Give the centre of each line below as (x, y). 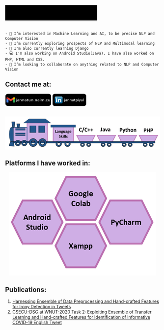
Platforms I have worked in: (48, 163)
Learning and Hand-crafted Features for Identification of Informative (81, 317)
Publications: (26, 289)
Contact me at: (28, 84)
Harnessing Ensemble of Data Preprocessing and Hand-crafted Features (86, 301)
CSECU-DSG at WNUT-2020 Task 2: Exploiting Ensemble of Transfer (82, 312)
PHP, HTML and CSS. (25, 60)
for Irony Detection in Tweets (41, 307)
